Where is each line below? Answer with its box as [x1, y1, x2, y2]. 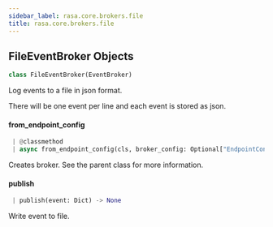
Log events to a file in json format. [8, 86, 123, 96]
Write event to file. [8, 212, 71, 221]
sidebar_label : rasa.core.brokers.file [8, 11, 144, 20]
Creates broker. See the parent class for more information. [8, 160, 204, 170]
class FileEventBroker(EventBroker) [8, 71, 132, 79]
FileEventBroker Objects [8, 49, 134, 63]
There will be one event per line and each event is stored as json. [8, 101, 226, 111]
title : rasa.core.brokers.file [8, 19, 115, 28]
